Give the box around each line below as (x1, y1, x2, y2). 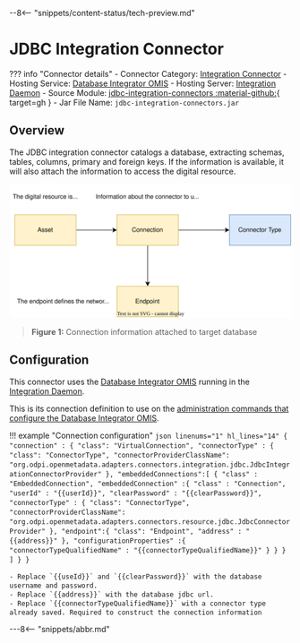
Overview (9, 123, 65, 138)
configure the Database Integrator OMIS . (9, 412, 159, 424)
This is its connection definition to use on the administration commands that (9, 403, 289, 414)
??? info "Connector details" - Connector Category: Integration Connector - (9, 68, 287, 79)
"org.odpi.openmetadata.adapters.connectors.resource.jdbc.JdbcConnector (9, 517, 291, 527)
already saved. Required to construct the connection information (9, 608, 262, 617)
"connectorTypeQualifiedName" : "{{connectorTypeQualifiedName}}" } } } (9, 545, 287, 554)
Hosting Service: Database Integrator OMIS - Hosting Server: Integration (9, 78, 276, 89)
